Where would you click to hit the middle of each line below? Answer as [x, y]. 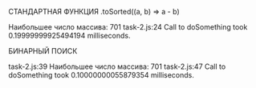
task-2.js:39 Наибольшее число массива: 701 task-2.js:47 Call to [117, 66]
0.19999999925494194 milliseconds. [69, 36]
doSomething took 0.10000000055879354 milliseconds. [102, 75]
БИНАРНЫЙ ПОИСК [43, 51]
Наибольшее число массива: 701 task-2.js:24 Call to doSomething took [128, 27]
